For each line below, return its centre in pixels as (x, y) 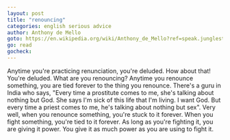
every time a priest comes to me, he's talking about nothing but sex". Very (111, 107)
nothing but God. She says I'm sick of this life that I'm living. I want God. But (114, 100)
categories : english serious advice (59, 26)
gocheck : (20, 52)
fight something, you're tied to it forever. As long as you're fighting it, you (110, 122)
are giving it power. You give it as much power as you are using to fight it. (111, 129)
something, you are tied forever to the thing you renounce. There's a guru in (114, 85)
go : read (20, 45)
